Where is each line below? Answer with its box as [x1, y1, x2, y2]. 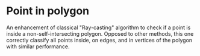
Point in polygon [6, 4, 89, 18]
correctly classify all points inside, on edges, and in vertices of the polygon [6, 36, 193, 43]
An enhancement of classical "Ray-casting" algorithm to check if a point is [6, 24, 191, 31]
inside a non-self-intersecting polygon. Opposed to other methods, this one [6, 30, 194, 37]
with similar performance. [6, 43, 70, 50]
